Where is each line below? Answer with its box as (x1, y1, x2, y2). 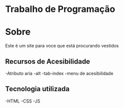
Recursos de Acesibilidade (5, 57, 90, 66)
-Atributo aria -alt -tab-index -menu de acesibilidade (5, 70, 113, 76)
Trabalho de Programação (5, 3, 115, 15)
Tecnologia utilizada (5, 85, 70, 93)
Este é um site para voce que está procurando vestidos (5, 43, 119, 49)
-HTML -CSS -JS (5, 98, 40, 104)
